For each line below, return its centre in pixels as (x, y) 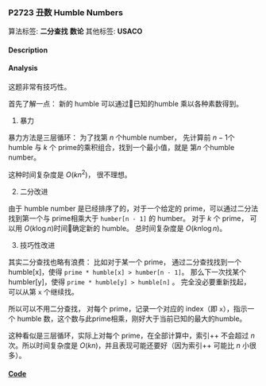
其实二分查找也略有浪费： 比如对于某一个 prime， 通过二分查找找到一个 (125, 262)
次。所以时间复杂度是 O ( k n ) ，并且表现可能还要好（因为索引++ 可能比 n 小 (129, 345)
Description (28, 50)
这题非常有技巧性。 (40, 87)
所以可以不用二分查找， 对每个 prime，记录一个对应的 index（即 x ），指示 (128, 308)
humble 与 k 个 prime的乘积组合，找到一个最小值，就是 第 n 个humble (121, 148)
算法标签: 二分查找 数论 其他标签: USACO (75, 31)
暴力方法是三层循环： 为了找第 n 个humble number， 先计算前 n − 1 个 (121, 137)
